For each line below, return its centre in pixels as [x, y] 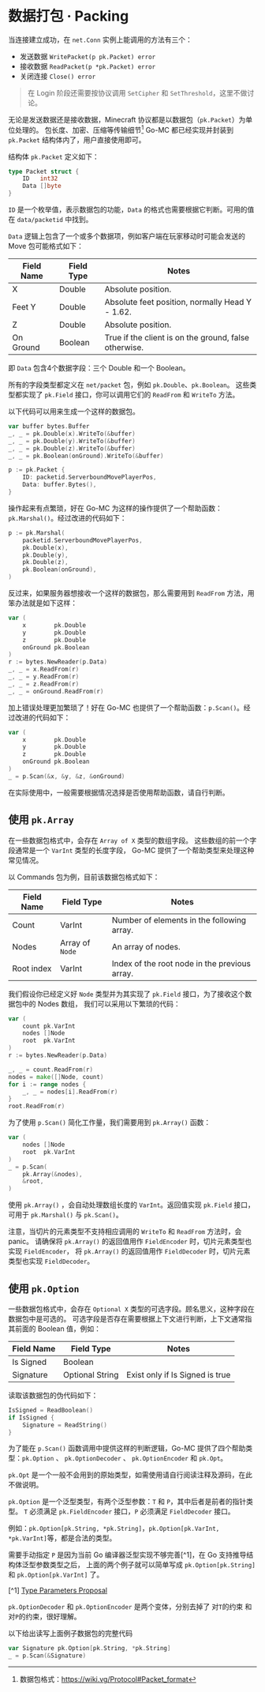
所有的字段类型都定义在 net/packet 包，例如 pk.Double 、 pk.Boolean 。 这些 [129, 385]
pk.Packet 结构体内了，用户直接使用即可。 [77, 140]
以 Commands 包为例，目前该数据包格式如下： [84, 877]
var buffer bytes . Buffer [49, 427]
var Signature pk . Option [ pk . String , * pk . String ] [90, 1649]
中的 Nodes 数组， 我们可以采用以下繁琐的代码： [101, 1003]
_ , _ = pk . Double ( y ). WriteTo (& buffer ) [72, 441]
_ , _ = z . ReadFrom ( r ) [44, 684]
